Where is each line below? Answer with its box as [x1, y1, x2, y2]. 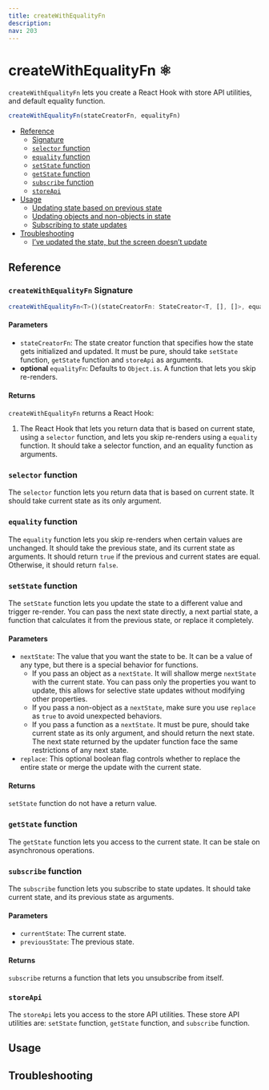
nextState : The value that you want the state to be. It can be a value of [19, 652, 253, 661]
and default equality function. [8, 96, 106, 106]
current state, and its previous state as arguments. [8, 893, 175, 902]
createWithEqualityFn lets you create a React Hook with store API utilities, [8, 87, 252, 97]
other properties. [31, 694, 88, 704]
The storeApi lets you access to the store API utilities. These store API [8, 1009, 240, 1019]
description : [8, 19, 52, 27]
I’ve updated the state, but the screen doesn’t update [31, 238, 207, 247]
